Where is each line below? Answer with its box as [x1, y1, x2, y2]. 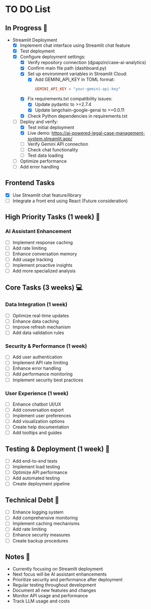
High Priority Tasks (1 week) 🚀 [5, 213, 100, 222]
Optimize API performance [12, 469, 68, 475]
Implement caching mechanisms [12, 521, 80, 527]
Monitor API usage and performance [12, 593, 88, 599]
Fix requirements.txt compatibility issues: [27, 96, 113, 102]
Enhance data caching [12, 318, 59, 324]
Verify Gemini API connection [27, 141, 89, 147]
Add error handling [20, 164, 59, 170]
